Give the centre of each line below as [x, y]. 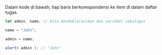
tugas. [12, 12]
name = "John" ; [21, 30]
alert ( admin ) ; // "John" [33, 48]
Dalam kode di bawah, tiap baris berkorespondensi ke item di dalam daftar [81, 7]
